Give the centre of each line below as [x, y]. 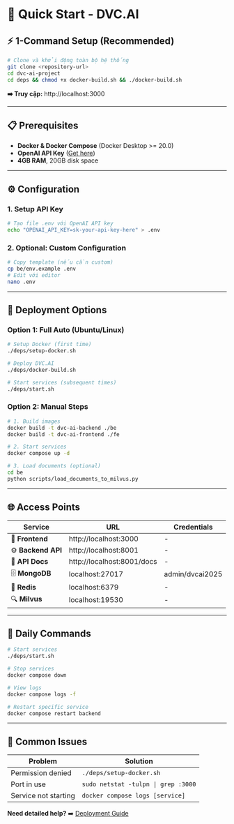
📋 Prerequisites [43, 125]
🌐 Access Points [44, 508]
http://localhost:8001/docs [113, 561]
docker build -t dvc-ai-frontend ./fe [63, 434]
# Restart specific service [48, 707]
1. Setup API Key [36, 209]
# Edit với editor [34, 275]
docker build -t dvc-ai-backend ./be [62, 428]
